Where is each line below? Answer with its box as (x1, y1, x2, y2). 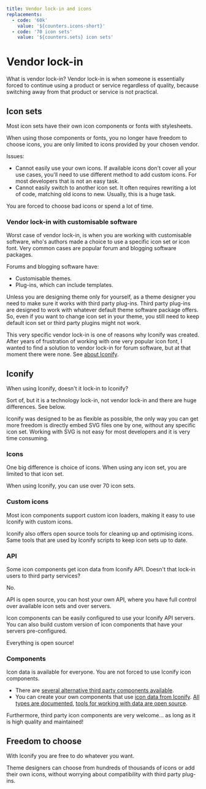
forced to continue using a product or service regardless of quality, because (6, 82, 199, 89)
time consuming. (6, 435, 49, 442)
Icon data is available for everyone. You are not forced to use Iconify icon (6, 668, 191, 676)
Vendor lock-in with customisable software (6, 218, 138, 226)
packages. (6, 251, 33, 259)
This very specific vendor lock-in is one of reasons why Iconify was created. (6, 331, 199, 338)
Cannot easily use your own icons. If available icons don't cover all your (15, 164, 197, 172)
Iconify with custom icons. (6, 518, 73, 525)
